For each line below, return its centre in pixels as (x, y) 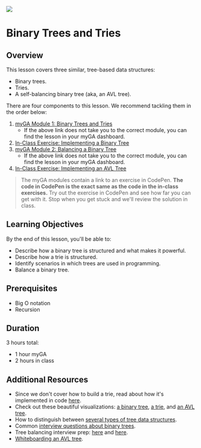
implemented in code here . (48, 401)
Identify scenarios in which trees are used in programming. (88, 263)
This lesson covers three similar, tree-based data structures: (81, 70)
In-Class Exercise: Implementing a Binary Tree (72, 143)
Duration (23, 328)
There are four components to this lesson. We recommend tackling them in (99, 106)
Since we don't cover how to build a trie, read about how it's (89, 394)
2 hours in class (34, 361)
